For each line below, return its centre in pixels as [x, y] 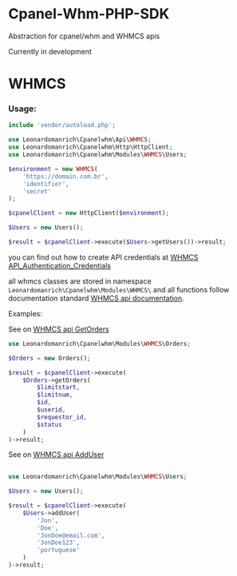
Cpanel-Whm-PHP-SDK [89, 14]
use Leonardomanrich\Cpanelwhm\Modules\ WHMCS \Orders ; [100, 344]
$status [49, 424]
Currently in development [50, 51]
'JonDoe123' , [59, 543]
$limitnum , [55, 395]
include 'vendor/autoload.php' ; [62, 125]
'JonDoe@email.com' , [71, 535]
